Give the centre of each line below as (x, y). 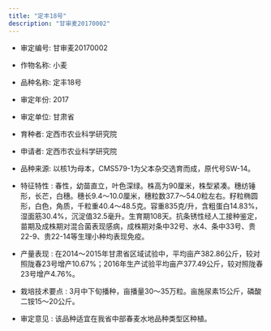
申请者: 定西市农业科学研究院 (69, 151)
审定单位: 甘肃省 (47, 116)
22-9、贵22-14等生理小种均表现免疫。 (84, 236)
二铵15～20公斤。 (49, 301)
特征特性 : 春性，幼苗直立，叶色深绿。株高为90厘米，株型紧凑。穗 (131, 185)
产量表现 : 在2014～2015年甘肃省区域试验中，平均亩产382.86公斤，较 (137, 253)
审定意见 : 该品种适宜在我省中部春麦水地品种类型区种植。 (116, 318)
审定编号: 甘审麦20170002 (64, 47)
